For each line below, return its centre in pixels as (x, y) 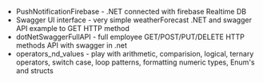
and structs (34, 70)
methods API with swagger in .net (72, 45)
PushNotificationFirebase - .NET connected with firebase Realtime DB (131, 12)
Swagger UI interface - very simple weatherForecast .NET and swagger (133, 20)
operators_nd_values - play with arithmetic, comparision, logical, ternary (135, 54)
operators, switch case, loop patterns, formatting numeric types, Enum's (135, 62)
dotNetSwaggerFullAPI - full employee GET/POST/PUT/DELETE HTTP (130, 37)
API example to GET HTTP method (72, 28)
